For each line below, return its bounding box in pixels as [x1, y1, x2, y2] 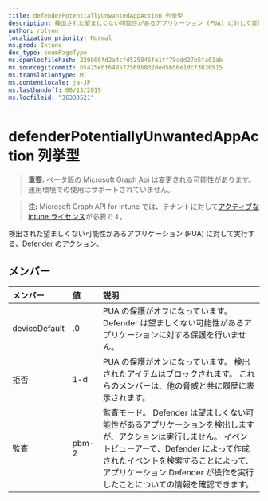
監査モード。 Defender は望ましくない [102, 408, 246, 418]
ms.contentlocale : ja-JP [8, 78, 91, 86]
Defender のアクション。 [22, 239, 104, 248]
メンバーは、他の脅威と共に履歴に [118, 381, 247, 391]
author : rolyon [8, 26, 59, 34]
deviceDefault [12, 323, 65, 333]
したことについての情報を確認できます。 [102, 479, 254, 490]
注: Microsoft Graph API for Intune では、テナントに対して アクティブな [27, 202, 260, 211]
